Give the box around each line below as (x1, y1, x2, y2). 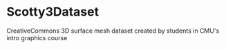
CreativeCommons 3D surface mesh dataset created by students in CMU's (6, 27, 220, 35)
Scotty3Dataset (6, 4, 100, 20)
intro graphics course (6, 33, 68, 42)
